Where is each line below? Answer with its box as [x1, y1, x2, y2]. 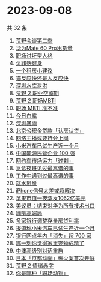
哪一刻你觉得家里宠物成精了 [15, 239, 85, 247]
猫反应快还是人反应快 [15, 74, 69, 82]
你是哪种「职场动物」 [15, 269, 69, 277]
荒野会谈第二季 [15, 37, 53, 44]
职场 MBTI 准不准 [15, 104, 58, 112]
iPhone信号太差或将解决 [15, 187, 76, 194]
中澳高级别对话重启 [15, 247, 64, 254]
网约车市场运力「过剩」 [15, 157, 74, 164]
